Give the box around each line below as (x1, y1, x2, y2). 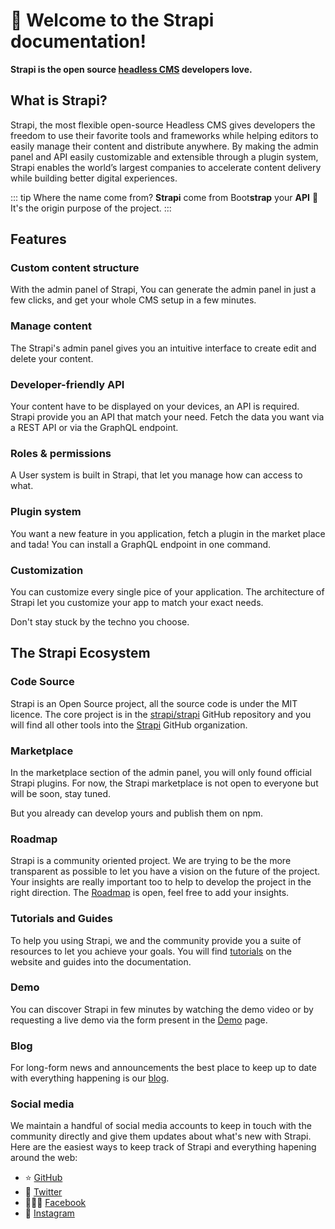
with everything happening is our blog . (10, 1072, 170, 1084)
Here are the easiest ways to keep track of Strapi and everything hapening (10, 1141, 317, 1153)
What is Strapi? (10, 92, 108, 109)
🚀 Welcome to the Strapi (10, 9, 215, 32)
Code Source (10, 675, 75, 689)
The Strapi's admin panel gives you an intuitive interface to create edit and (10, 342, 317, 354)
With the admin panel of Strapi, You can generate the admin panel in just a (10, 284, 317, 296)
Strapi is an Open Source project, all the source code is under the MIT (10, 697, 298, 709)
